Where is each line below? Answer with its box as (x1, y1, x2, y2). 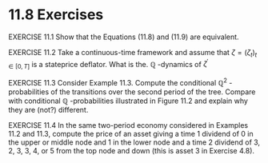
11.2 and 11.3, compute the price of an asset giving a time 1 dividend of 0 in (8, 129, 254, 138)
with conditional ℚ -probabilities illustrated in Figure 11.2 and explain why (8, 96, 248, 105)
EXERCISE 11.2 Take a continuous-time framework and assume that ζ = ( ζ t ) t (8, 47, 258, 59)
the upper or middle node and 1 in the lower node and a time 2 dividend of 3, (8, 137, 261, 147)
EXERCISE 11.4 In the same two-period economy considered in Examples (8, 120, 249, 129)
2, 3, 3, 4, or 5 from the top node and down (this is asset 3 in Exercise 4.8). (8, 145, 254, 155)
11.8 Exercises (8, 6, 104, 24)
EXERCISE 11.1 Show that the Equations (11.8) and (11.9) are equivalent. (8, 32, 239, 42)
